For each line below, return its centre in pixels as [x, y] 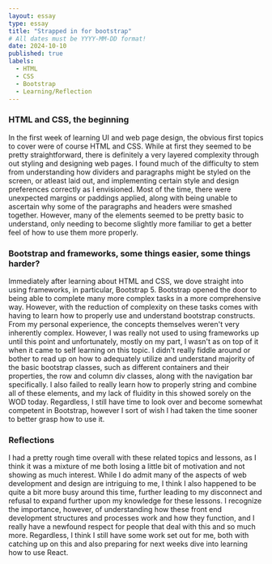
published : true [36, 54]
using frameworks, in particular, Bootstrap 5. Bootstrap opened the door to [133, 290]
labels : [21, 62]
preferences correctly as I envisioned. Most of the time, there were [120, 189]
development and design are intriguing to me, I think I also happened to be [132, 484]
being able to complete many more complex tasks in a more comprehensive [135, 298]
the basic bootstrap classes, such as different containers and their [119, 367]
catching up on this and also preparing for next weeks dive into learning [128, 544]
